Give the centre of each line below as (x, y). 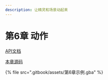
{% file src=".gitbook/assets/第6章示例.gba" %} (54, 72)
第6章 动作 (27, 36)
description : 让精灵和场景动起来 (37, 10)
